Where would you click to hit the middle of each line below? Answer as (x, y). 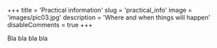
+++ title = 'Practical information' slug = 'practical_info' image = (100, 10)
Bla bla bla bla (27, 38)
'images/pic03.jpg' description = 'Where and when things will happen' (109, 17)
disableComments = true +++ (50, 25)
